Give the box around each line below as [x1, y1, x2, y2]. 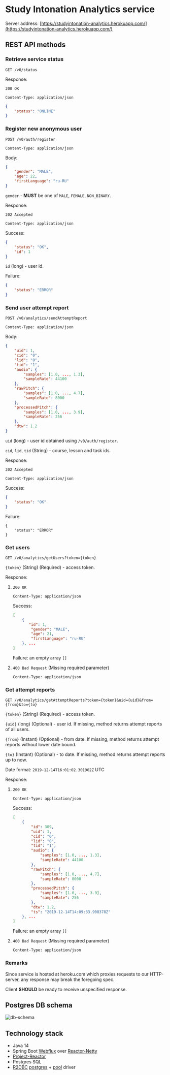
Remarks [5, 959, 28, 966]
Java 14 [12, 1042, 29, 1049]
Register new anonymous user [5, 125, 82, 133]
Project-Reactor [12, 1053, 46, 1060]
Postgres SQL [12, 1059, 42, 1065]
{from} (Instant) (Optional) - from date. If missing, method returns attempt [5, 736, 159, 742]
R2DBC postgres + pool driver [12, 1064, 76, 1070]
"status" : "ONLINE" [14, 108, 56, 114]
